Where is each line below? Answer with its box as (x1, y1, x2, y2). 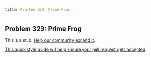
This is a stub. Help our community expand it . (5, 37, 96, 43)
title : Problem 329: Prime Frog (5, 7, 70, 12)
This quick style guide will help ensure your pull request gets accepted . (5, 46, 147, 53)
